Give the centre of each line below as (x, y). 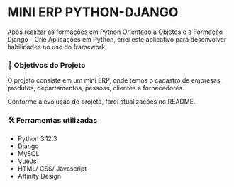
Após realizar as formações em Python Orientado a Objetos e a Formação (115, 32)
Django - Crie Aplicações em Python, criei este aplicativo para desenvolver (117, 39)
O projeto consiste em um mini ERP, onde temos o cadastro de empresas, (115, 80)
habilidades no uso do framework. (57, 47)
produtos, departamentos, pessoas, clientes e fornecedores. (96, 88)
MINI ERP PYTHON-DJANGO (93, 12)
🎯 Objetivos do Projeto (46, 65)
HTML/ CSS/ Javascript (52, 168)
